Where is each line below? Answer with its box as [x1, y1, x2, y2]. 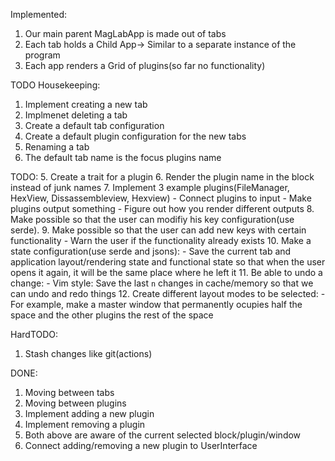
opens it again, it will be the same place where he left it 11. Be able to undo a [10, 267, 323, 278]
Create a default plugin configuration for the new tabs [24, 130, 247, 142]
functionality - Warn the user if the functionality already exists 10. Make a [10, 235, 312, 246]
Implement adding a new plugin [24, 408, 155, 419]
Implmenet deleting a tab [24, 109, 128, 121]
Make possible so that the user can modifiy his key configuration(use [10, 214, 295, 225]
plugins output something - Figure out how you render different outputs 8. [10, 203, 315, 214]
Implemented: [10, 9, 68, 20]
